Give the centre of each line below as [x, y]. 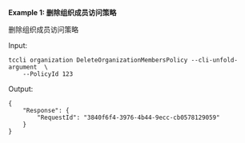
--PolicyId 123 [48, 74]
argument [23, 67]
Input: [18, 46]
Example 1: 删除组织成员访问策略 [62, 12]
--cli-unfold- [215, 60]
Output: [21, 89]
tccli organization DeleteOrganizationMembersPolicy [98, 60]
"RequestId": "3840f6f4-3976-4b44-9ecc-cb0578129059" [129, 117]
